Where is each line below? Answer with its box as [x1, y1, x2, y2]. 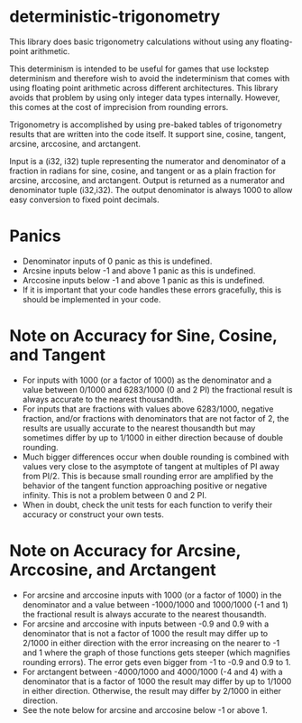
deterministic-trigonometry [9, 6, 221, 27]
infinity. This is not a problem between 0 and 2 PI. [22, 489, 207, 500]
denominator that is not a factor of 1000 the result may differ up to [22, 627, 269, 638]
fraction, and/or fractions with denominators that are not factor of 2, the [22, 412, 289, 423]
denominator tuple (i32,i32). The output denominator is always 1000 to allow [9, 184, 293, 195]
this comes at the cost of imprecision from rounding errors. [9, 101, 229, 112]
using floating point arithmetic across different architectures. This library [9, 82, 279, 93]
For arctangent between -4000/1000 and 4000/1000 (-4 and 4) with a [22, 666, 283, 677]
